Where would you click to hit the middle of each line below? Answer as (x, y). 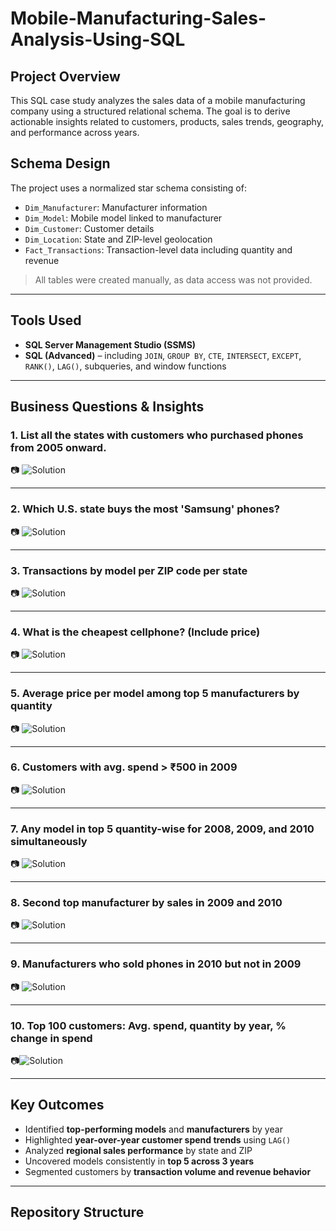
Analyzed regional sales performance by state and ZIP (138, 1150)
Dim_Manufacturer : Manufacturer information (116, 207)
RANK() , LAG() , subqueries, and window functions (125, 366)
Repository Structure (77, 1212)
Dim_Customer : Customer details (89, 228)
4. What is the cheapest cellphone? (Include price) (135, 632)
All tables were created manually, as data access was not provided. (173, 279)
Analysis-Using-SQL (98, 39)
